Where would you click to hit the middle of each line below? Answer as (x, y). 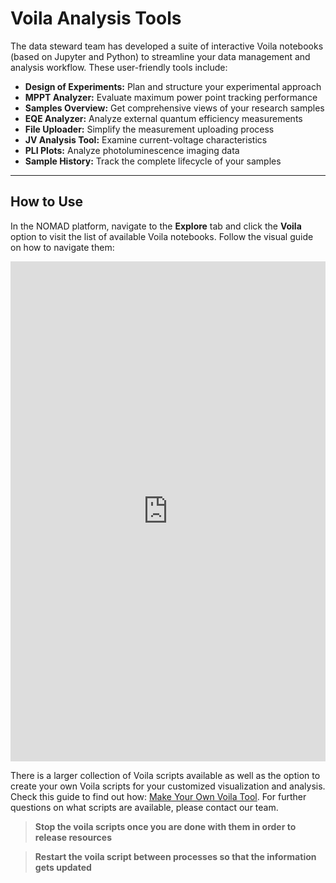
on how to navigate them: (62, 247)
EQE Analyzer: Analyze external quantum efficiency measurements (163, 118)
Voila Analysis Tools (96, 18)
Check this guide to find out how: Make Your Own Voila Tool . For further (158, 796)
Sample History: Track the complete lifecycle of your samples (153, 161)
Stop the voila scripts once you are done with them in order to (165, 826)
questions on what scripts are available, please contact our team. (144, 807)
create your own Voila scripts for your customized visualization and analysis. (168, 786)
